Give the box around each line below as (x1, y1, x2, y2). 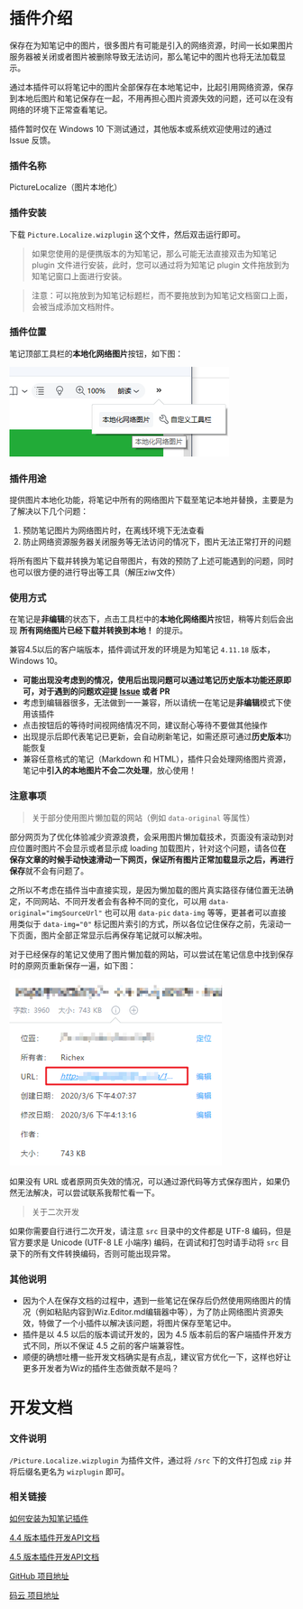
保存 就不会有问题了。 (9, 865, 88, 876)
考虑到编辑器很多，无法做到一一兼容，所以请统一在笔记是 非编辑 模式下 (22, 697, 284, 708)
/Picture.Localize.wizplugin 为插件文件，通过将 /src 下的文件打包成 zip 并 (9, 1455, 293, 1465)
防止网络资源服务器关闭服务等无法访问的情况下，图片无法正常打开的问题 (22, 537, 291, 547)
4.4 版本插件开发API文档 (9, 1532, 100, 1543)
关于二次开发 (31, 1206, 79, 1217)
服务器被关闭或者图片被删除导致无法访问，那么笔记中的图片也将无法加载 (9, 51, 278, 61)
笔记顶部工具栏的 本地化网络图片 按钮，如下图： (9, 348, 183, 359)
